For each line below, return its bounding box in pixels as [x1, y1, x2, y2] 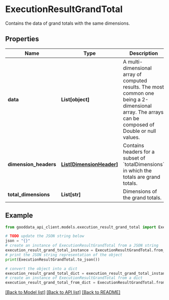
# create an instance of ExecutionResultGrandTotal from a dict [5, 275, 143, 280]
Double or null [123, 127, 156, 134]
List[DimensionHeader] [61, 161, 118, 168]
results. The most [123, 83, 164, 90]
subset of [123, 155, 146, 162]
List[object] [61, 96, 90, 103]
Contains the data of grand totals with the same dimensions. [5, 20, 130, 26]
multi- [127, 58, 143, 65]
